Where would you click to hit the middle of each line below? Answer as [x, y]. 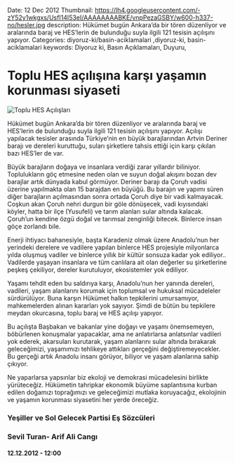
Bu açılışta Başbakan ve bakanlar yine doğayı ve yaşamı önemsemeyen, [111, 326]
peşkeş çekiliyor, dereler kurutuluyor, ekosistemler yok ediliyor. [98, 270]
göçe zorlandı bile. [34, 226]
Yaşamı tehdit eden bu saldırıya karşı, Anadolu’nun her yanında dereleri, [111, 283]
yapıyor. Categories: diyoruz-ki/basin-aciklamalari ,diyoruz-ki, [96, 40]
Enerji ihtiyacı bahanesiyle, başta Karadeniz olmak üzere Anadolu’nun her [113, 240]
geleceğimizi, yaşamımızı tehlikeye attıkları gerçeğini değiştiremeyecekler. [114, 349]
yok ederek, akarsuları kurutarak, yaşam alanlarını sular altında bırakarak [112, 341]
